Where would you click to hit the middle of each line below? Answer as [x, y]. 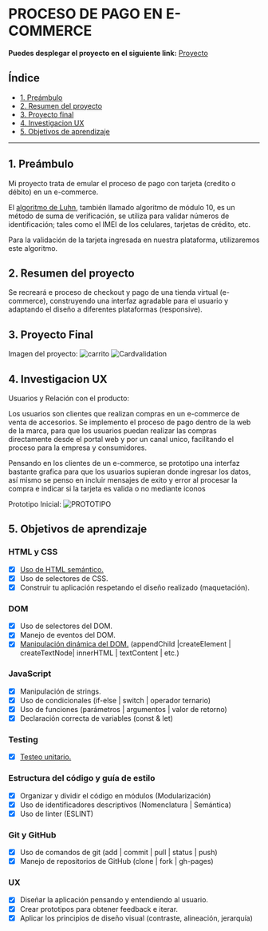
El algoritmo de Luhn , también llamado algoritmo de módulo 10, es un [122, 207]
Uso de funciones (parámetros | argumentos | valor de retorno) [123, 709]
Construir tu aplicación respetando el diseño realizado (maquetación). [134, 587]
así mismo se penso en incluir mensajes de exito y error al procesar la [123, 480]
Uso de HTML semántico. [61, 569]
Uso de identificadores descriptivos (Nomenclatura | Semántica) [125, 805]
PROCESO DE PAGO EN [86, 14]
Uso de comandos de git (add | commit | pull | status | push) [118, 853]
